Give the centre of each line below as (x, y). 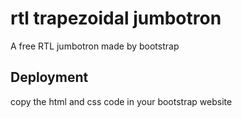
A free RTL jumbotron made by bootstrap (95, 46)
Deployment (49, 77)
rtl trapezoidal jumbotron (116, 18)
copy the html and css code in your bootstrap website (121, 101)
